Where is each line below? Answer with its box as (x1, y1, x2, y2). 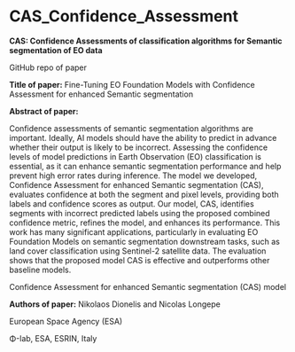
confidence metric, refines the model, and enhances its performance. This (9, 217, 281, 228)
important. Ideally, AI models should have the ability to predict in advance (9, 132, 277, 143)
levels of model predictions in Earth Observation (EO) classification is (9, 151, 262, 161)
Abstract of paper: (9, 106, 79, 116)
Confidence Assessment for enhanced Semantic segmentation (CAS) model (9, 281, 286, 292)
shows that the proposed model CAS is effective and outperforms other (9, 254, 270, 265)
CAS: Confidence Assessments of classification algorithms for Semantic (9, 35, 283, 46)
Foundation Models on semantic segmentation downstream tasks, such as (9, 236, 281, 246)
